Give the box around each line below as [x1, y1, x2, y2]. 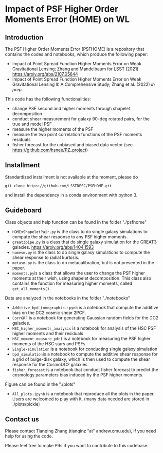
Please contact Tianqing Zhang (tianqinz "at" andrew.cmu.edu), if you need [5, 428, 156, 434]
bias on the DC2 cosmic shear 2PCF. [12, 310, 86, 315]
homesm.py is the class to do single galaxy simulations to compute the [12, 249, 150, 255]
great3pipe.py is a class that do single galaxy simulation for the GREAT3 [12, 239, 157, 245]
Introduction [5, 33, 44, 41]
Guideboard [5, 206, 42, 215]
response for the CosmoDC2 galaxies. [12, 361, 89, 367]
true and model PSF [12, 121, 52, 127]
